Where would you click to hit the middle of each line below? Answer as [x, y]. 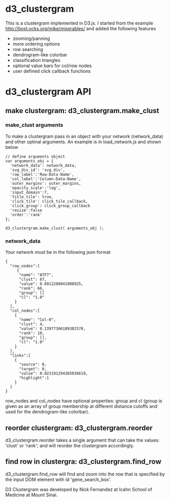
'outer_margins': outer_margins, [46, 183]
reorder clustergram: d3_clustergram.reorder [79, 428]
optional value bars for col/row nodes [52, 66]
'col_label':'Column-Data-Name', [46, 179]
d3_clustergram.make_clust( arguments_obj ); [55, 228]
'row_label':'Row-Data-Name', [42, 174]
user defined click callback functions [52, 71]
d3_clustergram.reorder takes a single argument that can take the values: [82, 440]
